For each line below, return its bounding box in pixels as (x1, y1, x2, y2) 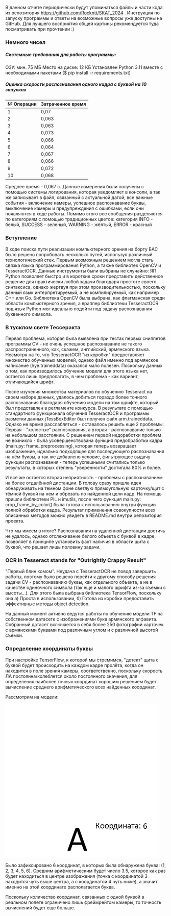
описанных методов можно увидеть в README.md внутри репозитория (5, 512, 162, 518)
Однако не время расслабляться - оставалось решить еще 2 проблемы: (5, 421, 164, 427)
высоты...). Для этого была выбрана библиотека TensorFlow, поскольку (5, 590, 162, 596)
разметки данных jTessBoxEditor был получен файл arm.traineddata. (5, 415, 154, 422)
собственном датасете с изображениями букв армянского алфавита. (5, 616, 158, 622)
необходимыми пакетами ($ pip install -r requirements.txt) (5, 69, 131, 76)
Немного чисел (5, 38, 46, 45)
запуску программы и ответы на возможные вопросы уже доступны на (5, 15, 162, 21)
